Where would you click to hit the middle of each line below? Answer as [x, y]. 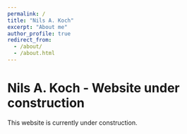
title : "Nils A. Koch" [41, 20]
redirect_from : [30, 40]
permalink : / [26, 14]
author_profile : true [39, 33]
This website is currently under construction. [72, 122]
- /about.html [34, 54]
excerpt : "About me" [38, 27]
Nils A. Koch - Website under [93, 88]
